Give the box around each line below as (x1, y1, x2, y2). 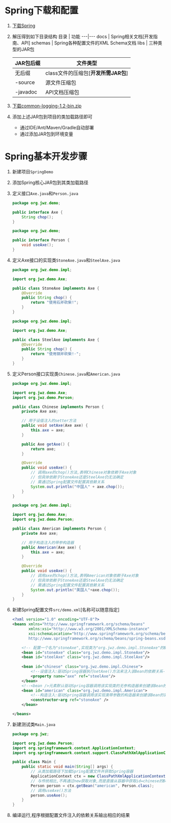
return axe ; (31, 446, 56, 451)
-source (14, 79, 35, 86)
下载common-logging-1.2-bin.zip (12, 103, 82, 109)
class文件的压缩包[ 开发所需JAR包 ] (45, 70, 129, 77)
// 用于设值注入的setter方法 (21, 418, 77, 423)
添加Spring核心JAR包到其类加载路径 (12, 179, 89, 186)
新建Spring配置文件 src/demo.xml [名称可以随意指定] (12, 607, 120, 613)
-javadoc (14, 88, 38, 95)
